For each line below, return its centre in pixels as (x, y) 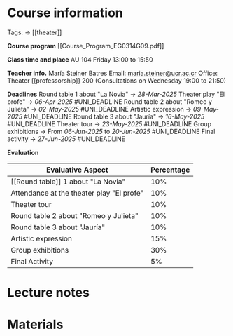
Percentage (170, 170)
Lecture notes (48, 293)
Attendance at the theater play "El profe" (77, 193)
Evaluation (23, 152)
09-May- (206, 109)
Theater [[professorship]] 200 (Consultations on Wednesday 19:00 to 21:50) (116, 80)
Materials (35, 325)
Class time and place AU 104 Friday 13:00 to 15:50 (80, 59)
